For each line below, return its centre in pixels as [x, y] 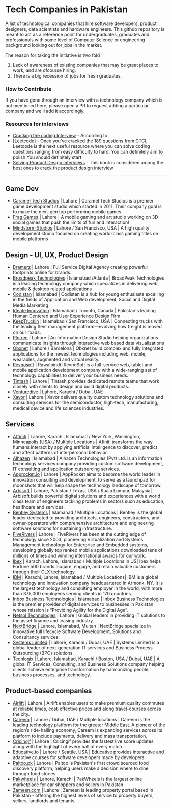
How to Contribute [28, 89]
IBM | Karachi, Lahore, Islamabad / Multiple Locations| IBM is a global [85, 577]
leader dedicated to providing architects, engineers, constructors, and [86, 517]
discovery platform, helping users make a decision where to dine [80, 768]
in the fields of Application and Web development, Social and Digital [84, 300]
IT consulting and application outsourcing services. [66, 469]
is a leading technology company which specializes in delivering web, [86, 284]
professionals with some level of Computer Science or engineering [75, 40]
